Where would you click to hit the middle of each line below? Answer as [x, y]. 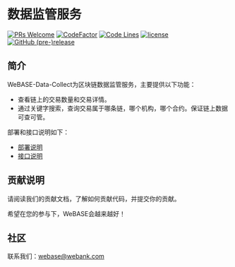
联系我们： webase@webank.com [56, 256]
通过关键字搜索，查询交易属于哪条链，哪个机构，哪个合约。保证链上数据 [122, 108]
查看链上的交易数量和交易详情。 [64, 99]
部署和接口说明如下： [38, 132]
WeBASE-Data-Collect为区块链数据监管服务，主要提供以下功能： [102, 84]
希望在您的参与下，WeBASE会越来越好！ [66, 213]
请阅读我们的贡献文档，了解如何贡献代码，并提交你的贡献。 [94, 198]
